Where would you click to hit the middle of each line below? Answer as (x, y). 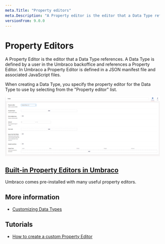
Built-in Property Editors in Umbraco (62, 170)
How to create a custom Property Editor (52, 236)
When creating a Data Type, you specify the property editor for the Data (78, 84)
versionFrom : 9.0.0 (25, 21)
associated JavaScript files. (33, 75)
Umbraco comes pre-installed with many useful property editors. (71, 182)
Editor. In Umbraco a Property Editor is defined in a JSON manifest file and (80, 70)
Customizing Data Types (37, 209)
